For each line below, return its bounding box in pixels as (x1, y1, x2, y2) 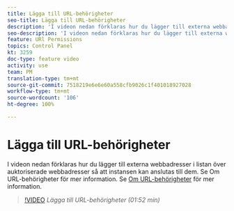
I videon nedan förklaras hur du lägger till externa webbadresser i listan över (7, 159, 226, 168)
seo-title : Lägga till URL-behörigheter (7, 17, 127, 24)
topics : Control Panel (7, 42, 73, 49)
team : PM (7, 68, 33, 75)
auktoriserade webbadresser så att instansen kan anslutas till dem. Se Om (7, 167, 220, 175)
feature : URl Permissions (7, 36, 82, 43)
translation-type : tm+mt (7, 75, 79, 82)
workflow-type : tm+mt (7, 88, 70, 95)
